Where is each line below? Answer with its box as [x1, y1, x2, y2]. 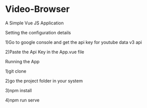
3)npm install [5, 87, 32, 93]
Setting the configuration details [5, 29, 71, 35]
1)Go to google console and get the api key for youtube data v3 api [5, 39, 142, 45]
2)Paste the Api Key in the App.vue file [5, 49, 85, 55]
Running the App [5, 58, 40, 64]
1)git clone [5, 68, 26, 74]
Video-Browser [5, 3, 70, 15]
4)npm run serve [5, 97, 40, 103]
